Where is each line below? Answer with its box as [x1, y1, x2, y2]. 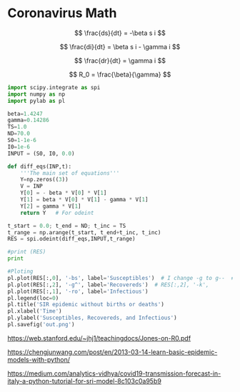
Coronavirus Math [7, 5, 117, 21]
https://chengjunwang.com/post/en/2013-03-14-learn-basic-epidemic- [7, 348, 218, 356]
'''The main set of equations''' [20, 169, 120, 176]
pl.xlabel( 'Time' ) [7, 308, 62, 315]
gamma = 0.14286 [7, 116, 50, 124]
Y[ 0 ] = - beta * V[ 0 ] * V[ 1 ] [20, 189, 107, 197]
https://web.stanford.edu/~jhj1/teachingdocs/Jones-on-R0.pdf [7, 333, 191, 342]
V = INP [20, 183, 43, 190]
